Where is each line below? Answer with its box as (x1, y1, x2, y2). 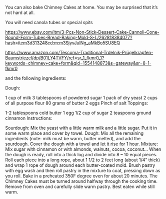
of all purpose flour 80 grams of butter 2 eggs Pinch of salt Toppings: (5, 100, 148, 106)
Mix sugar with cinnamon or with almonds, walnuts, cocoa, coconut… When (5, 146, 161, 152)
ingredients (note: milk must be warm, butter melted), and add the (5, 136, 141, 141)
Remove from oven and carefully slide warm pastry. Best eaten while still (5, 183, 155, 189)
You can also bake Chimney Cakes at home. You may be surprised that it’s (5, 5, 158, 10)
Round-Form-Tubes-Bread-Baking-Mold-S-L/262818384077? (5, 35, 132, 40)
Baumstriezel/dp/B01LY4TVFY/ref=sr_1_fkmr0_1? (5, 55, 104, 61)
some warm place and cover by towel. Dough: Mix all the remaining (5, 130, 144, 136)
